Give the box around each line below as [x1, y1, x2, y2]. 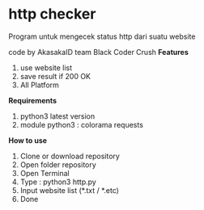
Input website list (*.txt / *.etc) [19, 185, 120, 195]
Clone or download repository [19, 151, 120, 161]
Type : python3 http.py [19, 177, 97, 187]
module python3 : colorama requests [19, 120, 144, 129]
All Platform [19, 80, 59, 90]
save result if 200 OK [19, 71, 91, 81]
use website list [19, 62, 73, 73]
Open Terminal [19, 168, 70, 178]
